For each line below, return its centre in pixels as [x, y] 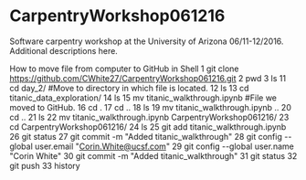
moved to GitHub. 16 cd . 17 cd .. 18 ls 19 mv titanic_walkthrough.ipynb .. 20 [151, 107]
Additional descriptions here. [64, 50]
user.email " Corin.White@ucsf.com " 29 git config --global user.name [164, 146]
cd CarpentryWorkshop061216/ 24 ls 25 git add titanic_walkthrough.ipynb [148, 127]
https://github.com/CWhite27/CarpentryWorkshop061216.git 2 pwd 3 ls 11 [148, 78]
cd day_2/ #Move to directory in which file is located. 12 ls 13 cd [129, 88]
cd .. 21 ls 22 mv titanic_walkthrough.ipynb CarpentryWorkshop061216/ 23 [149, 117]
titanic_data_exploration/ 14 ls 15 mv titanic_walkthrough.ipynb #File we [143, 98]
